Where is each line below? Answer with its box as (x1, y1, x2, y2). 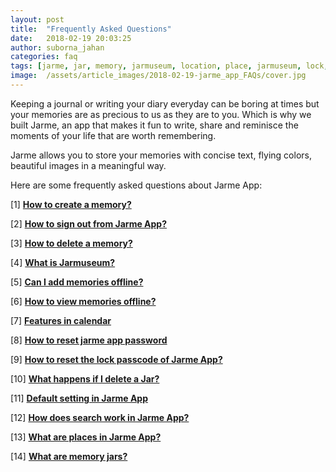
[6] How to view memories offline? (10, 295, 157, 307)
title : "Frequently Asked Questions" (10, 24, 172, 34)
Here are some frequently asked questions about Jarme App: (10, 179, 263, 191)
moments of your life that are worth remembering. (10, 129, 217, 141)
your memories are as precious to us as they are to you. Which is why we (10, 108, 312, 120)
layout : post (10, 14, 65, 25)
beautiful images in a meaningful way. (10, 159, 167, 171)
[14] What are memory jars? (10, 450, 128, 462)
